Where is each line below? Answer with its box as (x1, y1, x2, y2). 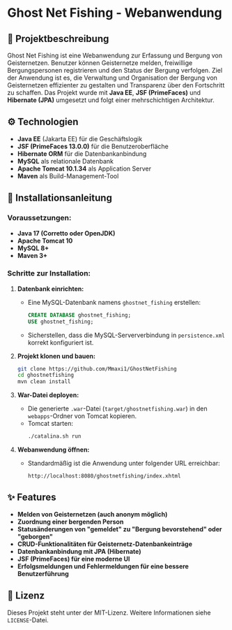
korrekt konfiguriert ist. (27, 338, 94, 347)
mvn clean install (17, 378, 71, 385)
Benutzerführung (17, 569, 69, 578)
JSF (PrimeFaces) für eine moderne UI (17, 554, 130, 563)
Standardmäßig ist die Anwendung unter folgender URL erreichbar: (27, 459, 221, 468)
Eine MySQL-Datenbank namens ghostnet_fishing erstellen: (27, 298, 201, 306)
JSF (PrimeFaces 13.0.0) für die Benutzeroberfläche (17, 142, 169, 150)
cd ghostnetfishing (17, 372, 75, 379)
